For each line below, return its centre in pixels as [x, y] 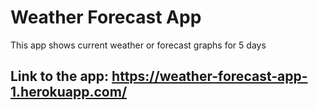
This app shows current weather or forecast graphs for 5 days [138, 45]
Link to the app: [60, 76]
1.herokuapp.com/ [69, 92]
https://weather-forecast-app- [209, 76]
